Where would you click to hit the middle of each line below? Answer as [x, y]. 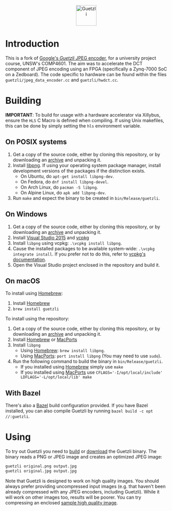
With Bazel [23, 393]
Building [23, 101]
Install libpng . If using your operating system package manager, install [87, 165]
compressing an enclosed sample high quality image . [62, 503]
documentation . [29, 259]
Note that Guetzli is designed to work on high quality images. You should [82, 481]
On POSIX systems [36, 142]
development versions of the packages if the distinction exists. [79, 171]
